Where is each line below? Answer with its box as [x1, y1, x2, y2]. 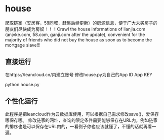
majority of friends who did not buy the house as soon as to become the [5, 36, 152, 42]
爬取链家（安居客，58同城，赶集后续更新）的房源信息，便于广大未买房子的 [5, 20, 158, 26]
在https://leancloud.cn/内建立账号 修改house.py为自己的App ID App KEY [5, 71, 153, 77]
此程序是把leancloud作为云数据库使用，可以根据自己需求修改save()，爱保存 [5, 111, 159, 117]
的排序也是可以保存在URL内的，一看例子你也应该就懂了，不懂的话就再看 [5, 123, 152, 129]
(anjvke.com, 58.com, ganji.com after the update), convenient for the [5, 32, 145, 37]
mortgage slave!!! [5, 42, 41, 48]
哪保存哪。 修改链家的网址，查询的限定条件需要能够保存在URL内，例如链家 [5, 117, 158, 123]
